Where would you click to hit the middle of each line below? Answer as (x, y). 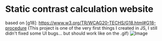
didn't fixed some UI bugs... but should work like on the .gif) (67, 33)
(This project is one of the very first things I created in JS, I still (93, 28)
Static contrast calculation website (79, 9)
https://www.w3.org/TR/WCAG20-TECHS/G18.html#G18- (97, 23)
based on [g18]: (21, 23)
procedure (16, 28)
